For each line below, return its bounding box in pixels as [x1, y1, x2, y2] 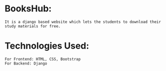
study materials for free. [4, 23, 61, 29]
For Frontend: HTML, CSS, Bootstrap [4, 57, 81, 62]
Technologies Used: [4, 40, 89, 52]
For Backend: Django [4, 61, 48, 66]
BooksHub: [4, 3, 52, 14]
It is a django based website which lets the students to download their [4, 19, 162, 24]
